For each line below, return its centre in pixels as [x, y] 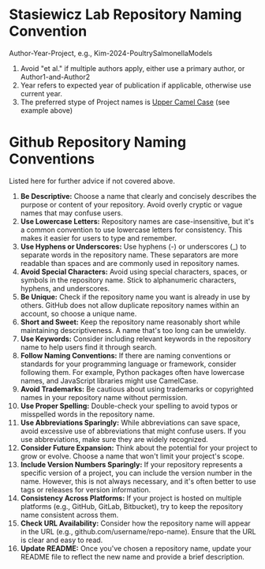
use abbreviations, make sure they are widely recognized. [114, 439]
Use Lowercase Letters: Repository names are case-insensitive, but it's [137, 221]
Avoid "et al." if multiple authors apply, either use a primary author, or [132, 68]
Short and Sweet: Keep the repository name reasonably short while [130, 322]
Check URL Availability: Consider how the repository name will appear [135, 523]
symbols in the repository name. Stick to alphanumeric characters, [128, 280]
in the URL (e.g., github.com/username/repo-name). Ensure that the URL [138, 531]
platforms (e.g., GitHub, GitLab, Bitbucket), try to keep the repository [132, 506]
